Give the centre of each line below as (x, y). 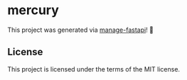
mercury (33, 10)
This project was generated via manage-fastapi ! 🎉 (81, 30)
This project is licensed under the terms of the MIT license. (93, 69)
